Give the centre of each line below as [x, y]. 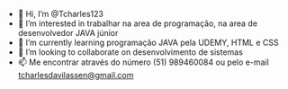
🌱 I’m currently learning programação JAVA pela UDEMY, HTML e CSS [148, 42]
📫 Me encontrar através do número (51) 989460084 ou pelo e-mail [144, 62]
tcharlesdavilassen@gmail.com [76, 75]
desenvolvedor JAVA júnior [68, 33]
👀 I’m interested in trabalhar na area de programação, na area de [138, 23]
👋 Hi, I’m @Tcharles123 [60, 14]
